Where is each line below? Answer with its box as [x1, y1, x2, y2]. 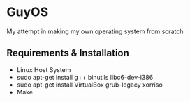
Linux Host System [16, 65, 71, 74]
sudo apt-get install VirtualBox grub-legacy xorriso [16, 80, 163, 89]
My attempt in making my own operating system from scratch [6, 27, 184, 35]
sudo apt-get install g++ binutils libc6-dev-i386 [16, 73, 154, 81]
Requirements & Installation [6, 47, 130, 59]
